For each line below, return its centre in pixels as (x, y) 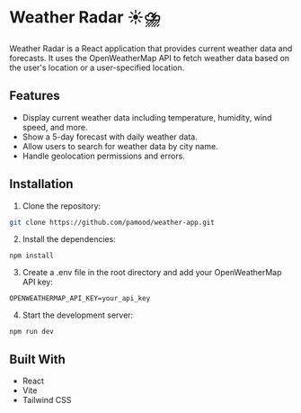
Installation (41, 184)
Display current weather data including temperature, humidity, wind (147, 117)
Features (35, 96)
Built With (37, 359)
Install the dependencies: (69, 239)
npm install (31, 256)
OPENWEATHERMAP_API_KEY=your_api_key (80, 299)
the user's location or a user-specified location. (97, 67)
